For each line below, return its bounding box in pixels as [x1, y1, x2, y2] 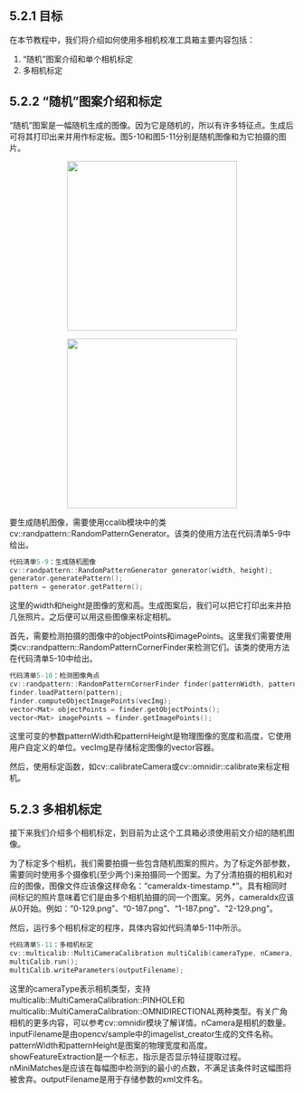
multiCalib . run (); [9, 957, 79, 966]
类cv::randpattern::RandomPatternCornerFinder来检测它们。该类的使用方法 [9, 642, 290, 653]
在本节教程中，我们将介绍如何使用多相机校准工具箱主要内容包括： [9, 34, 255, 45]
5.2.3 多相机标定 [9, 802, 102, 817]
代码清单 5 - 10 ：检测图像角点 [9, 671, 100, 680]
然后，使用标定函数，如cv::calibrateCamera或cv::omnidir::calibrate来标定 [9, 761, 282, 772]
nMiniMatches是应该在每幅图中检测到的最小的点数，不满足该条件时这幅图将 [9, 1062, 292, 1073]
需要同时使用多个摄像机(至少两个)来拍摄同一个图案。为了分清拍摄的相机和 [9, 870, 285, 880]
